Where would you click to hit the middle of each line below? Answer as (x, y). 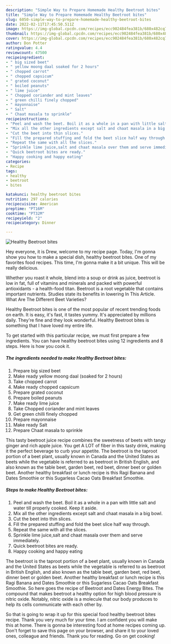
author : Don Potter (26, 43)
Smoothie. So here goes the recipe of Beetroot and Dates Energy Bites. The (85, 588)
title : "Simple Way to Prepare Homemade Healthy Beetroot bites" (76, 15)
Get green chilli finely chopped (45, 414)
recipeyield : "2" (24, 218)
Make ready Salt (30, 425)
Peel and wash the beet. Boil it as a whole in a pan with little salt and (84, 503)
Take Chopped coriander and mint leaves (56, 409)
